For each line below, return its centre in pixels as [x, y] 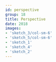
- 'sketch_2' [19, 51]
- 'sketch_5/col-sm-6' [29, 38]
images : [13, 28]
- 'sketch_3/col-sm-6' [29, 33]
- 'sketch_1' [19, 42]
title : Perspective [25, 19]
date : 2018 [16, 24]
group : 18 [15, 14]
